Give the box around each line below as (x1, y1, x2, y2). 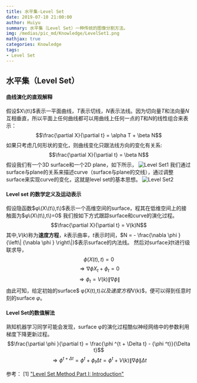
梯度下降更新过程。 (6, 331, 53, 338)
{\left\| (6, 239, 22, 246)
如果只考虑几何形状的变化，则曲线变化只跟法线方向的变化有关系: (6, 142, 163, 149)
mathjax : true (6, 36, 41, 42)
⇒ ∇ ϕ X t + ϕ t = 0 (79, 265, 120, 274)
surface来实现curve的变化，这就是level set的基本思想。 (6, 176, 141, 183)
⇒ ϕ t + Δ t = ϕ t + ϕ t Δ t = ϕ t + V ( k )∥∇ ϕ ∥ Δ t (52, 356, 147, 365)
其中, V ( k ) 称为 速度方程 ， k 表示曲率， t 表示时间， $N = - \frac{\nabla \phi (6, 232, 178, 239)
